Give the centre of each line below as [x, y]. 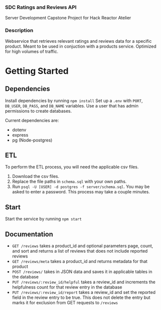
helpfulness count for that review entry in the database [67, 287]
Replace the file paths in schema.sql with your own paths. [69, 182]
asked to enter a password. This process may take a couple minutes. [81, 192]
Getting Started [37, 71]
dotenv [19, 130]
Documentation [29, 234]
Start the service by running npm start [43, 219]
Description [19, 31]
